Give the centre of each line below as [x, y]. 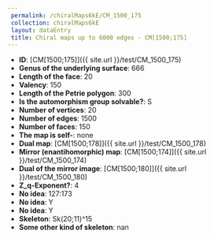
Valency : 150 [40, 85]
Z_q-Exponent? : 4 [49, 185]
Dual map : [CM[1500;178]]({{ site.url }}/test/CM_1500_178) [112, 143]
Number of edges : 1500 [58, 118]
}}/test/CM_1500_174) [53, 160]
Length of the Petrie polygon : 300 [75, 93]
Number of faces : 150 [55, 127]
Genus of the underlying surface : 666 [81, 69]
